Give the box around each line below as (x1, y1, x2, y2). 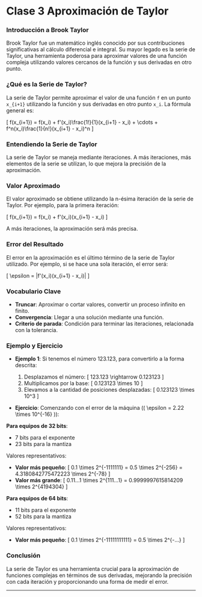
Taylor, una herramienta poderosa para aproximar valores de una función (6, 53, 188, 60)
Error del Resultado (6, 240, 64, 249)
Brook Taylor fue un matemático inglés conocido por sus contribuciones (6, 39, 185, 46)
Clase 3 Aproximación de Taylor (6, 4, 169, 18)
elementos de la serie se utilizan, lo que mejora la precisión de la (6, 160, 167, 167)
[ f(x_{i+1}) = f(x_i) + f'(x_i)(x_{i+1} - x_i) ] (6, 213, 108, 221)
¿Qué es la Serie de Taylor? (6, 80, 87, 89)
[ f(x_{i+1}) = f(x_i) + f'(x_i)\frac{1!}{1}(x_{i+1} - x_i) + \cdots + (6, 118, 158, 126)
